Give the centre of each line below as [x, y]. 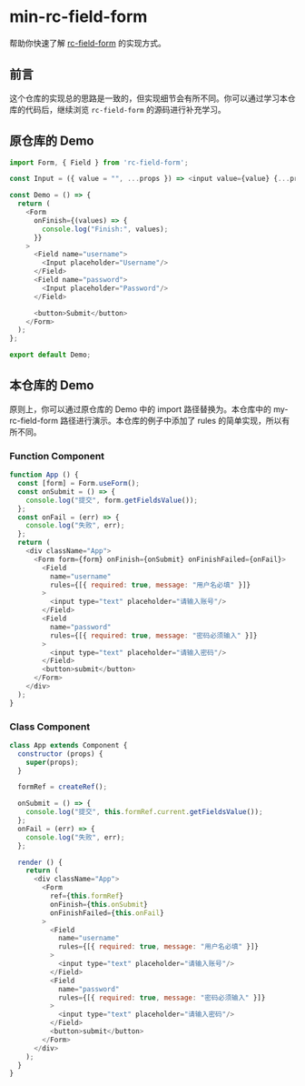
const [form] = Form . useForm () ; [79, 484]
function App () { [44, 475]
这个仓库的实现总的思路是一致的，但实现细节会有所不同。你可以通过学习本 [148, 98]
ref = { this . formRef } [87, 896]
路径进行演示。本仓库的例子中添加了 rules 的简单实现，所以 [171, 420]
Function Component [57, 456]
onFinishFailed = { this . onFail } [107, 913]
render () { [40, 862]
